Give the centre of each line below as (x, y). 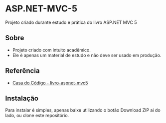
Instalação (22, 98)
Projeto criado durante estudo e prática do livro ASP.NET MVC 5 (71, 22)
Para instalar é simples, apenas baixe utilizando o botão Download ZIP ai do (83, 110)
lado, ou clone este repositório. (37, 116)
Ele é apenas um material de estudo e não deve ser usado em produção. (87, 55)
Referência (22, 71)
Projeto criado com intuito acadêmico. (52, 50)
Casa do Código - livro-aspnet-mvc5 (50, 83)
